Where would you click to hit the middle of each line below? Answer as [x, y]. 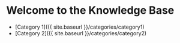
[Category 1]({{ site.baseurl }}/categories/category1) [79, 27]
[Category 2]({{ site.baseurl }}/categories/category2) [81, 33]
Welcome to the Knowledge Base [90, 10]
